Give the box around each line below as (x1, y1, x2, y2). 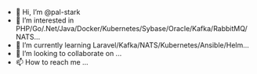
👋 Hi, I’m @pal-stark (15, 8, 81, 16)
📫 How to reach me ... (15, 58, 89, 66)
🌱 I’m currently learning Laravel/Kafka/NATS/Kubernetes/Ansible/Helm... (15, 41, 249, 50)
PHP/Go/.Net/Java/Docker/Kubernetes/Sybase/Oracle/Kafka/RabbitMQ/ (15, 24, 248, 33)
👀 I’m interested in (15, 16, 74, 25)
